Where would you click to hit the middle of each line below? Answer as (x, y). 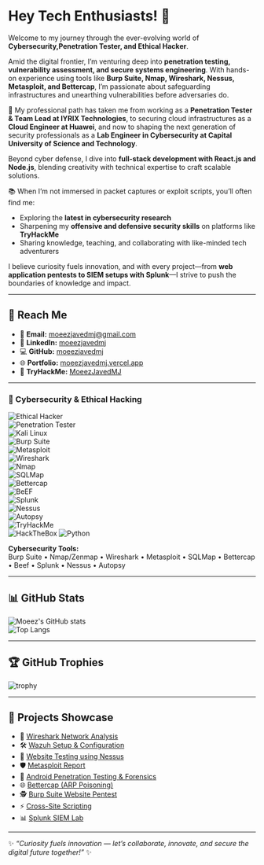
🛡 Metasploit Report (52, 765)
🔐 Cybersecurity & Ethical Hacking (75, 399)
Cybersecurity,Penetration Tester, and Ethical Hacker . (98, 46)
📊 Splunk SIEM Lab (51, 818)
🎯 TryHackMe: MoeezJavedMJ (70, 371)
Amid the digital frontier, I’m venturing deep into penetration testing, (119, 61)
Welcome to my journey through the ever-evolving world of (104, 38)
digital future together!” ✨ (50, 852)
